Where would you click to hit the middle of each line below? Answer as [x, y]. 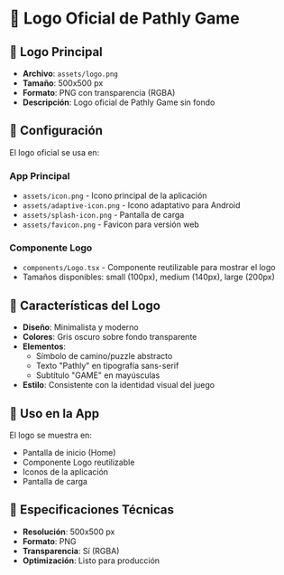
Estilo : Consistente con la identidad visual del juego [118, 385]
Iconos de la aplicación [65, 472]
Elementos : [44, 346]
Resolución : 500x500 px [69, 532]
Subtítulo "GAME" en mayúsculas [98, 375]
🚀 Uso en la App [55, 414]
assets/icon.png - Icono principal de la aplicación [115, 196]
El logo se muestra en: [51, 435]
